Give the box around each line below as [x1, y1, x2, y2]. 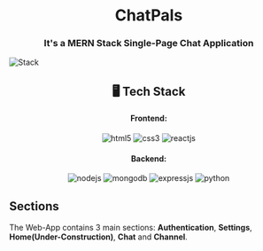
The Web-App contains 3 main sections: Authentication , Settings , [9, 223, 252, 233]
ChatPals [114, 5, 183, 26]
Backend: [131, 153, 166, 164]
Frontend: [129, 113, 168, 124]
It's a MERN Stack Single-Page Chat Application [43, 37, 254, 50]
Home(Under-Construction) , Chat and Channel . [9, 231, 188, 242]
